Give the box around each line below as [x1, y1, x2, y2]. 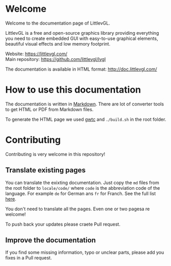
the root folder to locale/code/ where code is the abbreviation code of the [5, 185, 160, 191]
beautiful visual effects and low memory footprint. [5, 40, 111, 47]
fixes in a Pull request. [5, 255, 52, 261]
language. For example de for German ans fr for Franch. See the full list [5, 190, 156, 196]
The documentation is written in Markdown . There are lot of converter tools [5, 101, 164, 107]
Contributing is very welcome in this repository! [5, 151, 105, 157]
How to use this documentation [5, 84, 141, 96]
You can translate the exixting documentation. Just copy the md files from [5, 180, 160, 186]
